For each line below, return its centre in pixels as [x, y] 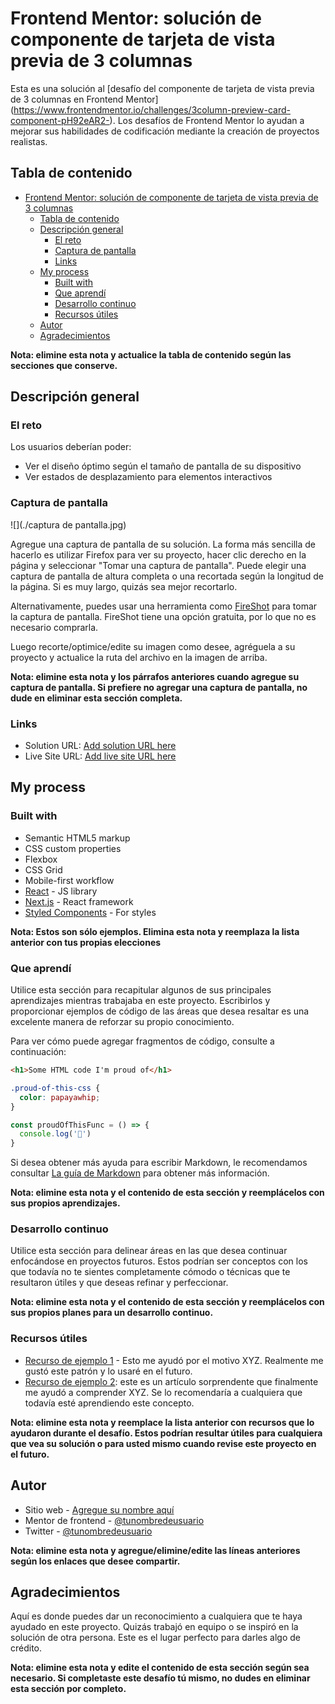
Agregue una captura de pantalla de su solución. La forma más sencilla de [163, 544]
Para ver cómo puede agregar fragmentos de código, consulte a [142, 1041]
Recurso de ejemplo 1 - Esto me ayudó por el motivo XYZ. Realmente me [174, 1360]
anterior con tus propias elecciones [86, 942]
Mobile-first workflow [69, 880]
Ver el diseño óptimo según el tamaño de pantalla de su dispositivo [163, 466]
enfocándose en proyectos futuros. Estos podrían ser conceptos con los [159, 1261]
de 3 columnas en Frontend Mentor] [84, 99]
